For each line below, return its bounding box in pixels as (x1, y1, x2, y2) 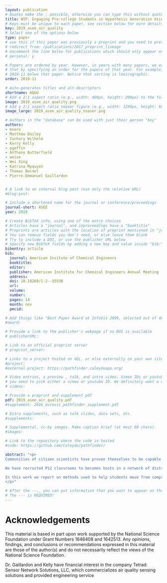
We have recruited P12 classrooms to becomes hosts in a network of (5, 465, 150, 471)
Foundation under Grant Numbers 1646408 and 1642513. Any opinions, (5, 536, 151, 542)
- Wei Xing (5, 159, 28, 164)
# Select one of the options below (5, 30, 79, 35)
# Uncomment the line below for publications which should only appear (5, 49, 157, 54)
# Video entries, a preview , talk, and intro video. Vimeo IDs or (5, 375, 148, 380)
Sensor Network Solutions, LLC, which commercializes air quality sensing (5, 567, 156, 573)
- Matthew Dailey (5, 132, 41, 137)
